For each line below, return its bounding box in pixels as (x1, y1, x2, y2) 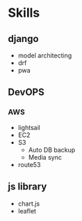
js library (8, 180, 47, 193)
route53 (17, 160, 41, 169)
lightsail (17, 123, 40, 131)
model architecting (17, 51, 72, 59)
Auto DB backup (28, 145, 76, 154)
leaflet (17, 206, 37, 215)
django (8, 33, 39, 45)
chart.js (17, 199, 40, 208)
